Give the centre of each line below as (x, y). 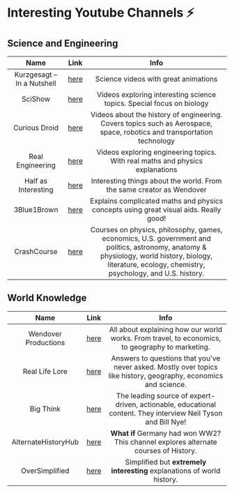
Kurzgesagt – (36, 75)
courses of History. (166, 450)
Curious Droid (36, 128)
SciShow (36, 99)
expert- (202, 395)
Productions (45, 342)
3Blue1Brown (36, 210)
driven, (127, 404)
